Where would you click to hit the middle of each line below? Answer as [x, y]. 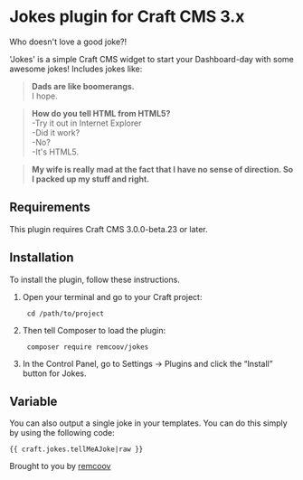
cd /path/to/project [65, 314]
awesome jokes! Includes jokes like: [76, 69]
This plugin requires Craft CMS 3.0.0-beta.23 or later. [109, 229]
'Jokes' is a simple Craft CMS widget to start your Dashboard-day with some [151, 59]
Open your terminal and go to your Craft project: [112, 296]
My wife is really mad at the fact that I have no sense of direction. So [162, 169]
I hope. [44, 96]
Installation [42, 258]
